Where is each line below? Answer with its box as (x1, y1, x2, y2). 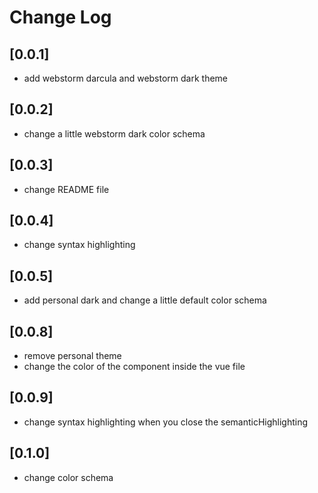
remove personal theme (23, 350, 122, 362)
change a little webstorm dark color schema (23, 127, 206, 140)
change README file (23, 183, 110, 195)
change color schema (23, 471, 114, 483)
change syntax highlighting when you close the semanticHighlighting (23, 416, 309, 428)
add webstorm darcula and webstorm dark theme (23, 72, 229, 84)
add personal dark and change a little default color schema (23, 294, 267, 306)
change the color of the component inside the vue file (23, 361, 246, 373)
